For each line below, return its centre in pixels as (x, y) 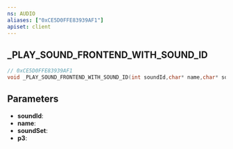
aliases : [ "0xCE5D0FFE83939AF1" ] (55, 20)
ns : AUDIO (21, 14)
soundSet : (33, 130)
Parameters (33, 99)
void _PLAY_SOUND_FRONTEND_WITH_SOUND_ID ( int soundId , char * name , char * (113, 77)
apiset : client (29, 26)
